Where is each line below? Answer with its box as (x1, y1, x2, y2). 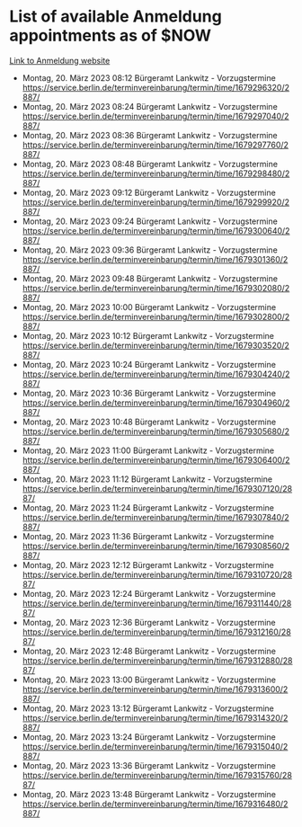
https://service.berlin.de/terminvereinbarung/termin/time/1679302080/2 (22, 282, 290, 293)
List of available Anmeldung (9, 6, 222, 27)
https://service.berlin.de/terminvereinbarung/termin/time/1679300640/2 (22, 225, 290, 236)
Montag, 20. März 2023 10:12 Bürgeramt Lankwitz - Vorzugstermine (22, 330, 274, 341)
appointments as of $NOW (9, 25, 212, 46)
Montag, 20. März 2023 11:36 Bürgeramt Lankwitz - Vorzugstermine (22, 530, 274, 541)
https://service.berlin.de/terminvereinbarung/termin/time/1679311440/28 (22, 598, 292, 609)
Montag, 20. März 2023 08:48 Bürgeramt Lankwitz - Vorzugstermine (22, 158, 279, 169)
